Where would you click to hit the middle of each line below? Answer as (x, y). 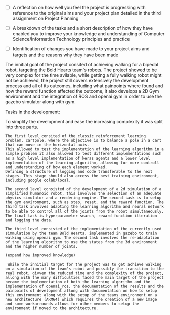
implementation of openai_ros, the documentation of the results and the (85, 286)
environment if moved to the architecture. (52, 308)
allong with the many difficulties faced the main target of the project (85, 278)
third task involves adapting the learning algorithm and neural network (85, 207)
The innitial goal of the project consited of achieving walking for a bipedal (82, 65)
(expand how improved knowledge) (40, 255)
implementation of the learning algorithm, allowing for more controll (82, 163)
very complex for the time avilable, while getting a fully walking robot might (83, 75)
